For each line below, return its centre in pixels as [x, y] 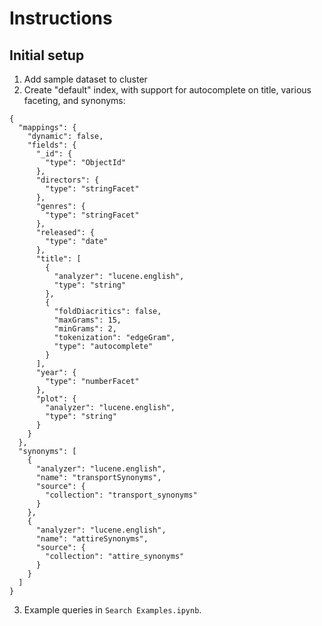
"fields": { [52, 145]
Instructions [61, 18]
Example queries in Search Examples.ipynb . [112, 610]
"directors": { [67, 180]
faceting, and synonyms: [74, 100]
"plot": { [56, 399]
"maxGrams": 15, [87, 320]
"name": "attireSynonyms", [92, 539]
